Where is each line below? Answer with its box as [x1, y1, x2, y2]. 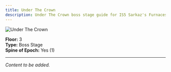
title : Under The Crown [5, 7, 56, 13]
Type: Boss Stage [5, 41, 43, 47]
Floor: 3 [5, 36, 22, 42]
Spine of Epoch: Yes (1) [5, 47, 55, 53]
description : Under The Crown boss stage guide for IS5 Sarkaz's [5, 12, 147, 17]
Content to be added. [5, 62, 50, 68]
